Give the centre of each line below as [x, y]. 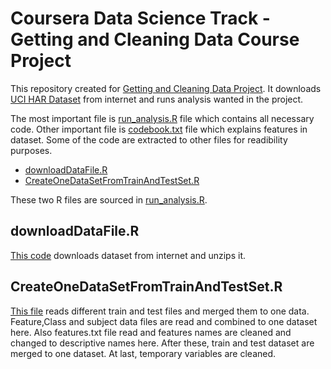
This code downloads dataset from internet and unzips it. [128, 255]
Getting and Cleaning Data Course [155, 39]
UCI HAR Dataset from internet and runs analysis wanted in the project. [157, 99]
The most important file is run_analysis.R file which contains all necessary [162, 118]
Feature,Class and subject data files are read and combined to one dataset [164, 321]
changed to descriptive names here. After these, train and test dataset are [162, 343]
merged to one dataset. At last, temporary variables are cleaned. [143, 353]
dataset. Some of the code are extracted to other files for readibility [149, 139]
